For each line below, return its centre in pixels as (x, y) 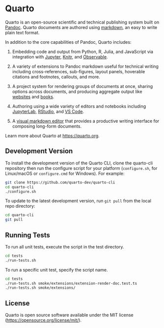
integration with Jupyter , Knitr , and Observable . (60, 56)
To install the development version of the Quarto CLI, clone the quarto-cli (79, 163)
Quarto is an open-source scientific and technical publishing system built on (82, 22)
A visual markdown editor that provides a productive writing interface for (86, 121)
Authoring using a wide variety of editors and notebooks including (79, 106)
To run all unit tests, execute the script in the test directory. (65, 246)
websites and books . (33, 97)
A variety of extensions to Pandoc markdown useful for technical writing (85, 66)
